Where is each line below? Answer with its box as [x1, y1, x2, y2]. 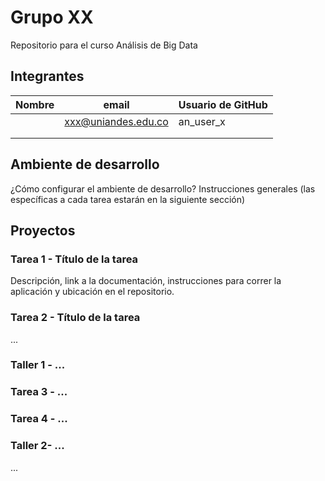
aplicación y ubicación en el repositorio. [10, 286, 175, 298]
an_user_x [178, 114, 226, 128]
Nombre [15, 97, 55, 111]
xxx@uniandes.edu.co [64, 114, 169, 128]
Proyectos [10, 222, 76, 239]
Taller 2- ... [10, 439, 65, 453]
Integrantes [10, 68, 85, 85]
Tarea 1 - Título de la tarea [10, 252, 139, 266]
